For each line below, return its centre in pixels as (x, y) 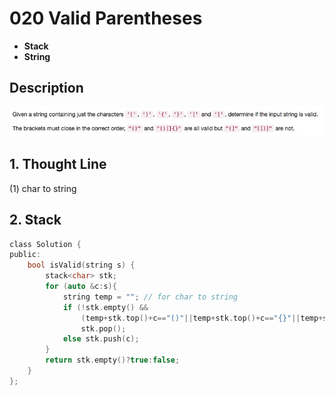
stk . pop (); (103, 328)
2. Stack (35, 220)
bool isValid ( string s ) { (81, 265)
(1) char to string (43, 188)
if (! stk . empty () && (105, 307)
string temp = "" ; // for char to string (150, 297)
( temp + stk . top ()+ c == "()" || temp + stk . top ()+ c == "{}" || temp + (202, 318)
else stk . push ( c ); (101, 339)
